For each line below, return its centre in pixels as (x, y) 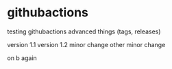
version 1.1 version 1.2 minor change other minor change (86, 44)
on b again (22, 58)
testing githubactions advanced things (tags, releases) (84, 31)
